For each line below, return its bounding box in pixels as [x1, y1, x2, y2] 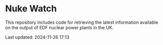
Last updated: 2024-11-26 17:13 [5, 34, 70, 40]
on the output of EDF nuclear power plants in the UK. [5, 24, 114, 30]
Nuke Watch [5, 3, 57, 14]
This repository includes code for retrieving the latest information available [5, 19, 159, 25]
